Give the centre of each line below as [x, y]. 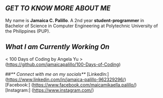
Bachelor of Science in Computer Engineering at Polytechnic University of [81, 26]
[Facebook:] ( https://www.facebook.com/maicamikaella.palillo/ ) [71, 84]
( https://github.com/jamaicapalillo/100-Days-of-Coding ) [63, 64]
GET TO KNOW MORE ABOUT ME [58, 8]
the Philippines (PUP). [28, 31]
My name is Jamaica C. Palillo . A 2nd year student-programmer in [75, 20]
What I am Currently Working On [57, 47]
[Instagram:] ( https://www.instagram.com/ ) [50, 90]
